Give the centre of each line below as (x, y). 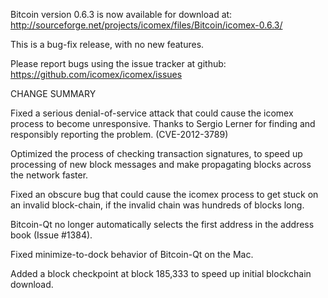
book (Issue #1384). (51, 235)
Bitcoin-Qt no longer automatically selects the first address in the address (162, 224)
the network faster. (49, 175)
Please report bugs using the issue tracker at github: (118, 63)
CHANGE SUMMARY (53, 93)
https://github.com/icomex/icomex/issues (96, 74)
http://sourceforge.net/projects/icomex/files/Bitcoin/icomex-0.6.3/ (146, 25)
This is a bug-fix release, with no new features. (107, 44)
